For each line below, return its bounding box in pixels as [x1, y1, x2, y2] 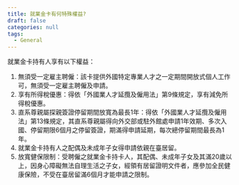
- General [14, 37, 43, 44]
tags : [7, 30, 24, 38]
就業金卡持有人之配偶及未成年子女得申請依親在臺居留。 [17, 144, 180, 152]
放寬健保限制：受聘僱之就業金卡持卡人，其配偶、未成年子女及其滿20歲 [17, 152, 226, 161]
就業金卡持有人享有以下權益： [7, 58, 95, 66]
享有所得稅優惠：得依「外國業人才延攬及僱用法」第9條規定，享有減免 [17, 90, 223, 99]
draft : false [7, 17, 46, 24]
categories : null [7, 23, 59, 31]
